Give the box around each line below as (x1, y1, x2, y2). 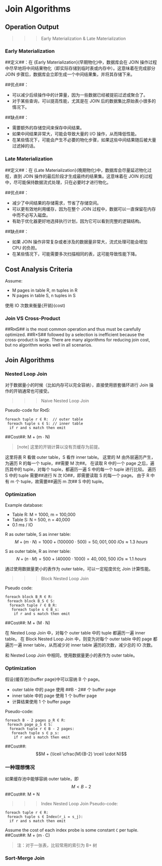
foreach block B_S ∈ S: (7, 599, 55, 603)
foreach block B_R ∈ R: (5, 594, 53, 599)
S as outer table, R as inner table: (5, 548, 71, 554)
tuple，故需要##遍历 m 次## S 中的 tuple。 (21, 479, 106, 484)
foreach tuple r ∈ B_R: (9, 603, 57, 608)
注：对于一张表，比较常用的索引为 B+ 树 (16, 842, 98, 848)
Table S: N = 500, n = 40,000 (12, 516, 71, 522)
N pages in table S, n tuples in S (12, 293, 76, 299)
